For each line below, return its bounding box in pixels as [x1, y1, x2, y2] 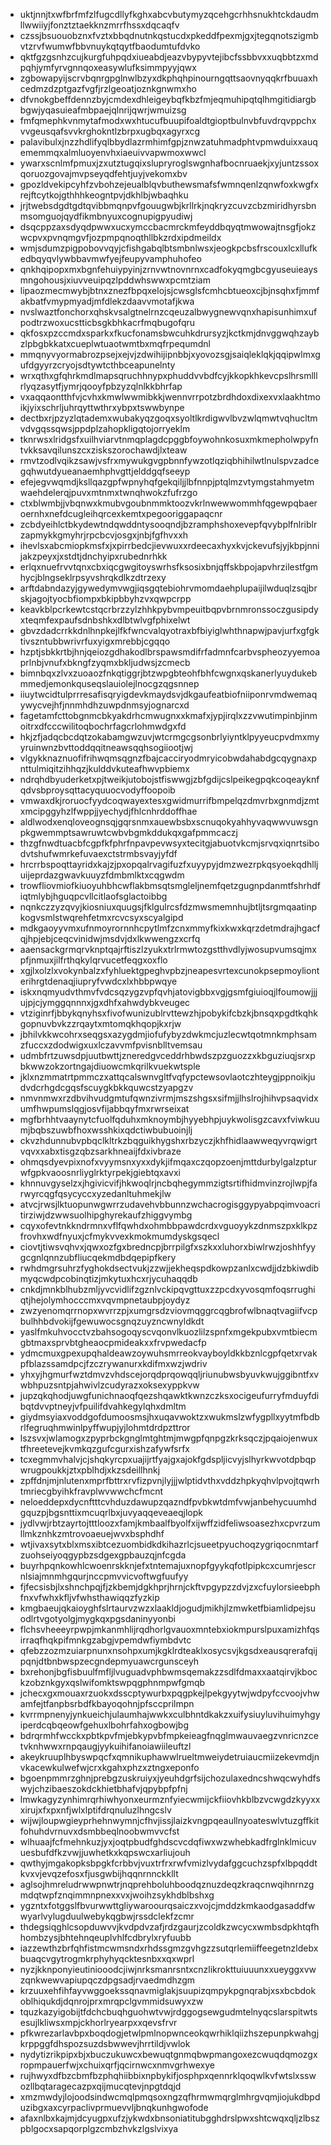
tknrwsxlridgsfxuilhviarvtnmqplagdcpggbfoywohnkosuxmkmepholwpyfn [19, 434, 319, 445]
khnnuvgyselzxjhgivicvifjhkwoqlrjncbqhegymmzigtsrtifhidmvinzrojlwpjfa [19, 1177, 318, 1189]
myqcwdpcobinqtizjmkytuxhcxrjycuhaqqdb [19, 1273, 198, 1284]
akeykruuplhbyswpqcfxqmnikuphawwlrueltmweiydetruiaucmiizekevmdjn [19, 1751, 320, 1763]
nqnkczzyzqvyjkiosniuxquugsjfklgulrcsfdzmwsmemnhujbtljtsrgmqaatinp [19, 901, 318, 913]
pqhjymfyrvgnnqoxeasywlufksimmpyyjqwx [19, 62, 197, 73]
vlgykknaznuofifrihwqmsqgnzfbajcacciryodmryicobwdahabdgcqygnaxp [19, 752, 318, 764]
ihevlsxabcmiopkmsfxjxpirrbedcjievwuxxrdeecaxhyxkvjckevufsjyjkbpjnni [19, 540, 320, 551]
